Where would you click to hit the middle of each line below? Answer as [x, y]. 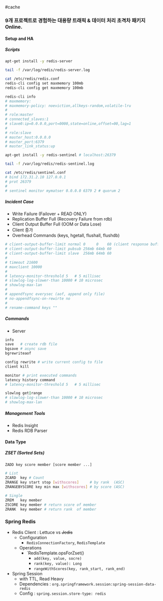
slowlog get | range [24, 393]
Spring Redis [20, 522]
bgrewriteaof [18, 353]
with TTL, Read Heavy [41, 579]
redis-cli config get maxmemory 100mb [44, 88]
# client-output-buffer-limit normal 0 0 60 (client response [77, 244]
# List [12, 473]
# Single [14, 496]
